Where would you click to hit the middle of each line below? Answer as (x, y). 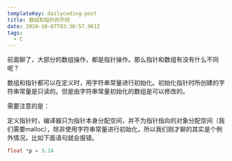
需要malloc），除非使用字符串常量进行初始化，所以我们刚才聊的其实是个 (115, 129)
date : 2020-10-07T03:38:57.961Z (54, 26)
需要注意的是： (28, 106)
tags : (15, 33)
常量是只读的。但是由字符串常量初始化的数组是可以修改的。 (104, 92)
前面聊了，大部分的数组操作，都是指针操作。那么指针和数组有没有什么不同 (113, 60)
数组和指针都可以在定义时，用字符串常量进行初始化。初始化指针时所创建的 (113, 83)
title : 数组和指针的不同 (39, 20)
